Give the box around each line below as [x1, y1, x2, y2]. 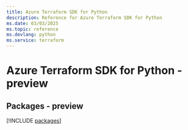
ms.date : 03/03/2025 [6, 20, 59, 26]
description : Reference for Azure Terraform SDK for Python [6, 15, 163, 21]
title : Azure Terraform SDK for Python [6, 9, 108, 15]
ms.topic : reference [6, 26, 59, 32]
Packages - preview [6, 101, 84, 111]
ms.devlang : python [6, 32, 56, 38]
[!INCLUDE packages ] [6, 117, 62, 124]
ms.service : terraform [6, 37, 64, 43]
